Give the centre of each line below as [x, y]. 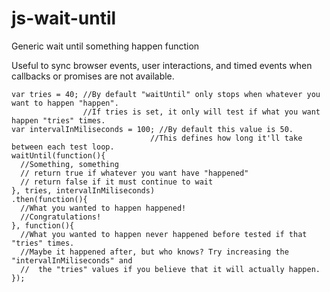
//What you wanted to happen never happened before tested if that [164, 234]
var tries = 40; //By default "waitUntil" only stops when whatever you [166, 94]
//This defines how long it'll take [226, 138]
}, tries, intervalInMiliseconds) [83, 190]
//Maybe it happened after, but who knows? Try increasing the [154, 252]
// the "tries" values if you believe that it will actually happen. [170, 269]
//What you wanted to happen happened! [103, 208]
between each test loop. [63, 147]
